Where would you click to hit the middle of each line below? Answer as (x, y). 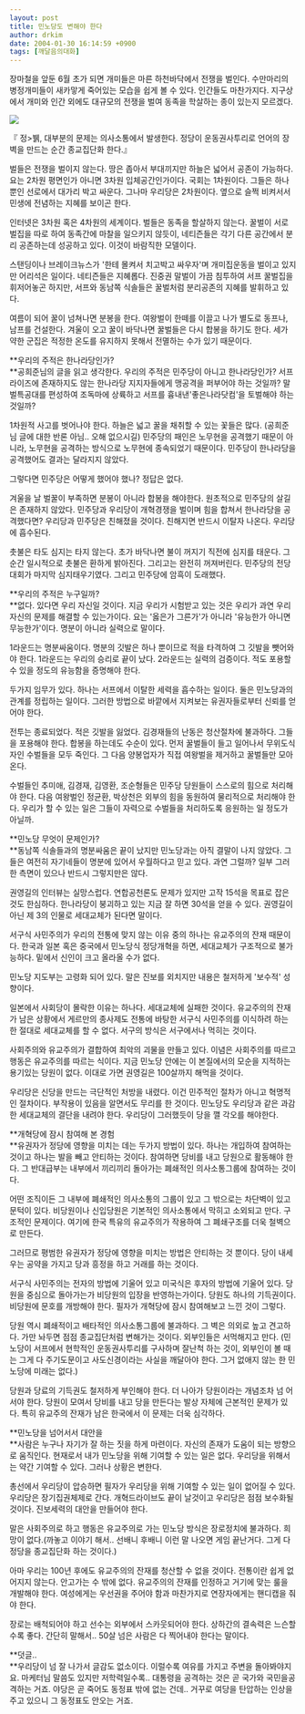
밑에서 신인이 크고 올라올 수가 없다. (98, 957)
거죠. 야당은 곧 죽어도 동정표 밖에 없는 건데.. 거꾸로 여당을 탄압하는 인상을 (163, 1689)
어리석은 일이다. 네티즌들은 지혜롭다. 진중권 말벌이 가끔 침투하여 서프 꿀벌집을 (156, 276)
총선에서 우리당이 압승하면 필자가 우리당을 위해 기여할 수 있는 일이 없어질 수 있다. (152, 1486)
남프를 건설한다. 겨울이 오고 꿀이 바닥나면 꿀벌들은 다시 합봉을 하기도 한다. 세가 (149, 330)
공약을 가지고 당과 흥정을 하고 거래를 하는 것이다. (112, 1265)
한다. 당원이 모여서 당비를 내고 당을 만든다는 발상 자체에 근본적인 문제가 (152, 1402)
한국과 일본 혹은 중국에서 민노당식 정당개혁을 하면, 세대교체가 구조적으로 (149, 946)
